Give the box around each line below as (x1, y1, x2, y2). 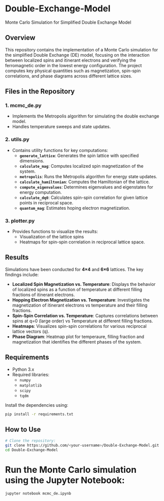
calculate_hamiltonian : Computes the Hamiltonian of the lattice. (19, 179, 150, 185)
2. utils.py (5, 136, 29, 143)
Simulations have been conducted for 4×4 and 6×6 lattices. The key (5, 266, 144, 272)
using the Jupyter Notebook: (5, 475, 125, 486)
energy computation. (19, 189, 62, 195)
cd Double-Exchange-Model (5, 448, 58, 453)
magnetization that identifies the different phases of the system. (12, 339, 142, 345)
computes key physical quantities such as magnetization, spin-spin (5, 68, 141, 74)
